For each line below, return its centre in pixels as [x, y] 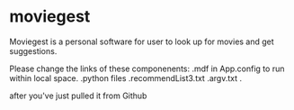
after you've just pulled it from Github [78, 96]
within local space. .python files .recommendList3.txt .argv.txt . [126, 78]
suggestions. [33, 50]
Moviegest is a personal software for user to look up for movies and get [142, 41]
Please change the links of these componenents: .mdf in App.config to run [147, 69]
